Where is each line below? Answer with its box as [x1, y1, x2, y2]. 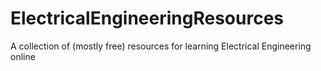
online [10, 50, 36, 62]
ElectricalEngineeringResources [10, 7, 285, 30]
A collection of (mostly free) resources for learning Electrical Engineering [10, 40, 312, 52]
